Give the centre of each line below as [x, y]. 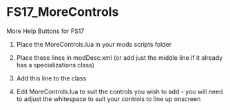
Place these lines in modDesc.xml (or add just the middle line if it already [119, 57]
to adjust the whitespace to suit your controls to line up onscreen [108, 99]
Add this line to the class [51, 78]
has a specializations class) [55, 65]
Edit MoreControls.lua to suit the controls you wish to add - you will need [119, 91]
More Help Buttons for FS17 [45, 31]
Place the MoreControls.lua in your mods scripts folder [94, 44]
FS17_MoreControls [63, 12]
